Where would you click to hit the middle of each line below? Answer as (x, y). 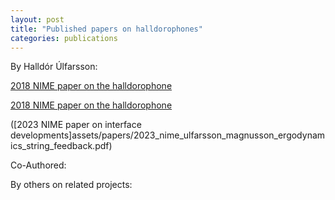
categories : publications (64, 38)
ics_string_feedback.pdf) (61, 146)
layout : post (37, 19)
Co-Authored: (38, 165)
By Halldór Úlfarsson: (54, 67)
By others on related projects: (71, 185)
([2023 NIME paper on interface (76, 125)
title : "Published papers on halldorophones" (106, 29)
